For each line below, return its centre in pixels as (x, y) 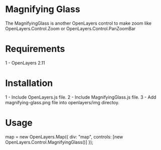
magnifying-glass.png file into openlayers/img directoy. (62, 102)
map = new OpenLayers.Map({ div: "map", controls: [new (64, 136)
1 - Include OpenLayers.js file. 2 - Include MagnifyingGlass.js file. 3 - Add (81, 97)
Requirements (35, 49)
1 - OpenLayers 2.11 (25, 63)
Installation (29, 83)
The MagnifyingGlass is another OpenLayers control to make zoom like (78, 23)
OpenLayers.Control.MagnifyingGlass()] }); (49, 142)
